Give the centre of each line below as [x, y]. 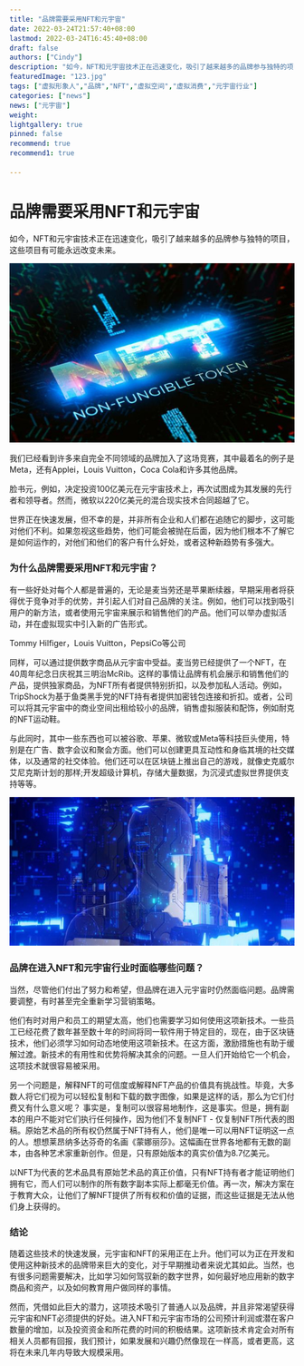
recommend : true [40, 144]
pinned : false [36, 134]
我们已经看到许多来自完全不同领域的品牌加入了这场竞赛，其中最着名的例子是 [152, 458]
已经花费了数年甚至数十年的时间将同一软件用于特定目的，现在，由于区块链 [156, 1031]
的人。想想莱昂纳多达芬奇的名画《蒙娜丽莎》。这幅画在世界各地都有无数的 [146, 1141]
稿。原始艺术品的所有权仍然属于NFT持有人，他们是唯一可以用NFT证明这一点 [152, 1130]
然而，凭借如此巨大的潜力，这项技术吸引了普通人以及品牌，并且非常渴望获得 [152, 1307]
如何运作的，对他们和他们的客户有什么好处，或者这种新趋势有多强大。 [147, 542]
